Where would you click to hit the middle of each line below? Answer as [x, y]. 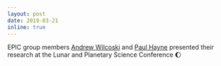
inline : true [27, 27]
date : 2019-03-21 [33, 21]
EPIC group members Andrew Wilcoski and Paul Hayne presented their [111, 48]
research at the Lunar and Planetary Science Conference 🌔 [95, 55]
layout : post [27, 14]
